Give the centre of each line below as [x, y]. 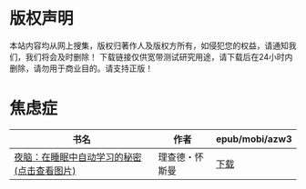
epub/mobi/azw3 [254, 139]
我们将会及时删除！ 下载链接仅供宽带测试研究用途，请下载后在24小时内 [159, 56]
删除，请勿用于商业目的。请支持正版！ [81, 68]
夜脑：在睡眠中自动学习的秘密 [78, 157]
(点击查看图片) [45, 171]
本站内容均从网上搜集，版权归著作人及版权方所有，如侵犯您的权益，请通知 [149, 45]
